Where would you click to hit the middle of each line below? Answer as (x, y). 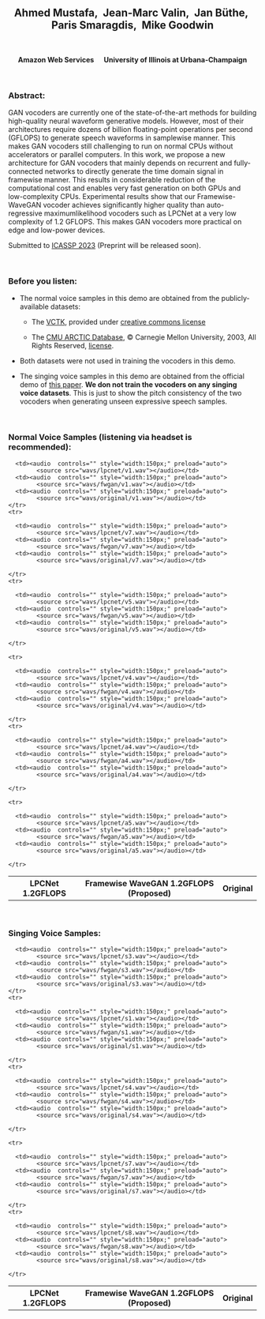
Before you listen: (43, 281)
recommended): (40, 447)
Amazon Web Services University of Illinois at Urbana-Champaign (132, 59)
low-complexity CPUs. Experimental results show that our (102, 197)
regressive (25, 213)
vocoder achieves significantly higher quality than (124, 205)
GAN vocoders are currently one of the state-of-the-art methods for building (132, 113)
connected (26, 171)
